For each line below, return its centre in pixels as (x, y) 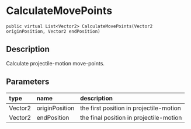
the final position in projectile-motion (131, 117)
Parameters (28, 82)
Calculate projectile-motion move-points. (55, 63)
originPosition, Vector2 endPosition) (53, 31)
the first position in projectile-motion (130, 108)
